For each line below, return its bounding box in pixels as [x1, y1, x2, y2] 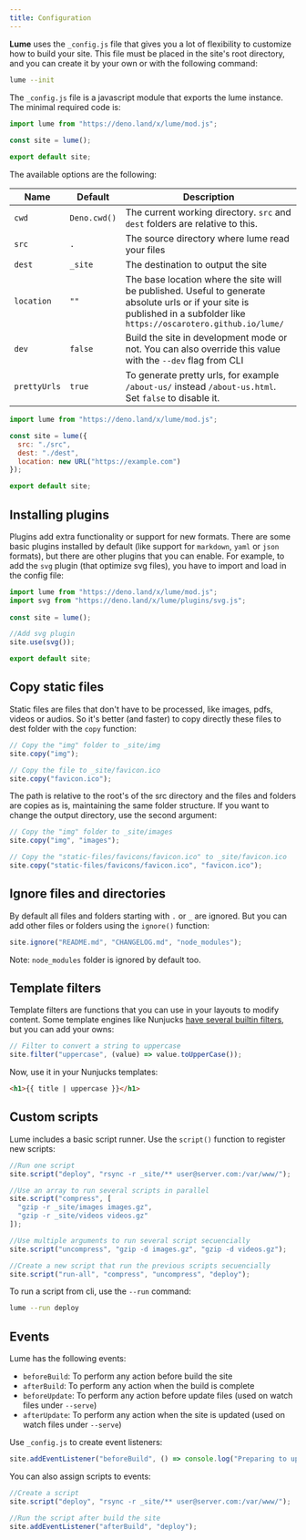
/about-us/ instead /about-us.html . [125, 380, 277, 393]
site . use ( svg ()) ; [9, 638, 76, 647]
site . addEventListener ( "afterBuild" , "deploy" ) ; [9, 1522, 198, 1531]
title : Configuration [9, 13, 92, 23]
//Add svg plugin [9, 630, 76, 639]
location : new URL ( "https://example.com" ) [17, 457, 181, 466]
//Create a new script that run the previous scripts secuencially [9, 1261, 271, 1270]
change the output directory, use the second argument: [9, 810, 217, 821]
